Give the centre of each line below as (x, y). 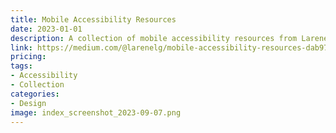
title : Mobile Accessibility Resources (93, 19)
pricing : (28, 57)
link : (21, 47)
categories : (35, 94)
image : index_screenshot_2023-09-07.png (96, 112)
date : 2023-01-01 (46, 29)
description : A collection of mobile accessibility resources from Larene (169, 38)
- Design (28, 103)
